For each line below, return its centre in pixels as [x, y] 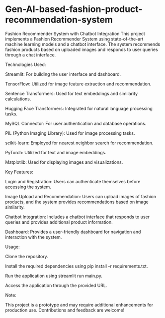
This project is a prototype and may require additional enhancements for [79, 305]
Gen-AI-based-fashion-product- [74, 9]
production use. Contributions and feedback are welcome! [65, 310]
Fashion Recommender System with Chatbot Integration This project [75, 33]
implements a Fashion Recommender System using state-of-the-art [74, 39]
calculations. [18, 99]
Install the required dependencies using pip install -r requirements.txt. [77, 266]
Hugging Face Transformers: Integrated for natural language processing [79, 108]
